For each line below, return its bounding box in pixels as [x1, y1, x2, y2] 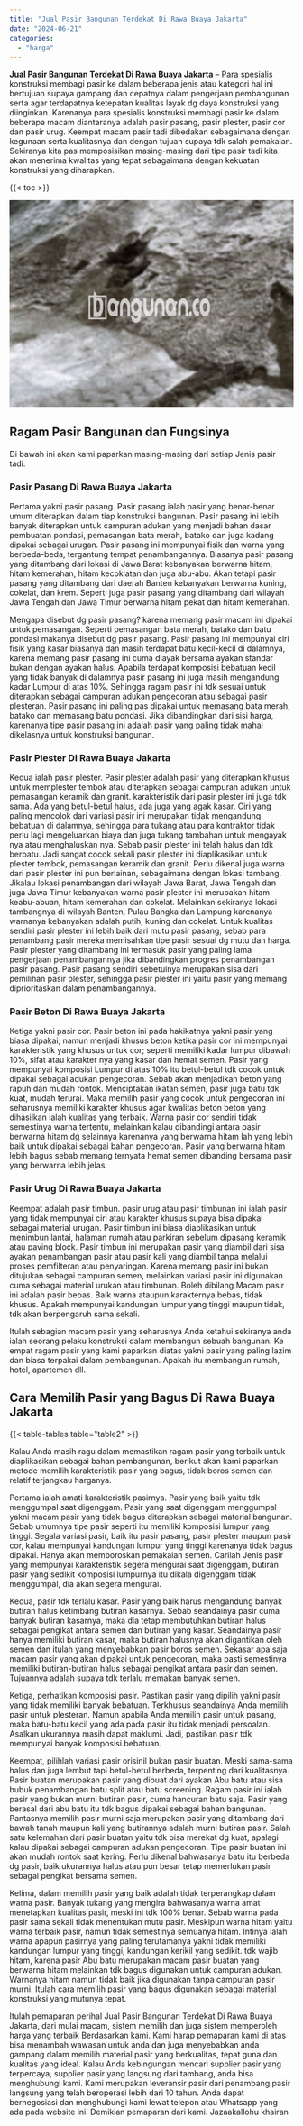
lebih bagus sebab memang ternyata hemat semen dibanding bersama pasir [9, 1150, 293, 1161]
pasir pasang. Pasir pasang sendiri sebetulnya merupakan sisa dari [9, 964, 259, 975]
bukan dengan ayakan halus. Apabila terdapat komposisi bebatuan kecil [9, 662, 277, 673]
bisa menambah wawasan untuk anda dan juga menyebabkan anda [9, 2039, 260, 2050]
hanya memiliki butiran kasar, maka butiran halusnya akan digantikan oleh [9, 1634, 282, 1645]
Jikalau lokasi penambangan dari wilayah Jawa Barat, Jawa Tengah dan [9, 877, 277, 888]
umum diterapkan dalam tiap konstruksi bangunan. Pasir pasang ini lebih [9, 510, 280, 521]
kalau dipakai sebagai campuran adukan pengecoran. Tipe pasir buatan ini [9, 1841, 287, 1852]
